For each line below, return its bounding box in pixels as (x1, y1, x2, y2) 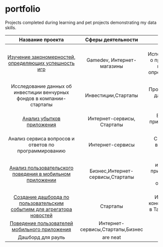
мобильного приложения (12, 226, 71, 232)
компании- (39, 95, 66, 102)
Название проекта (18, 36, 64, 43)
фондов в (16, 95, 39, 102)
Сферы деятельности (85, 36, 138, 43)
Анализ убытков (22, 115, 61, 122)
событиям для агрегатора (10, 206, 72, 212)
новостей (30, 212, 53, 219)
